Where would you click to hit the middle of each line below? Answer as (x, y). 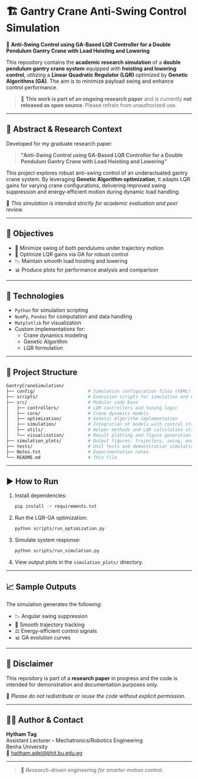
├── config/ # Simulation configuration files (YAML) (99, 391)
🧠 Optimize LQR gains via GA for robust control (71, 254)
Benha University (27, 747)
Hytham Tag (22, 734)
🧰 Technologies (35, 296)
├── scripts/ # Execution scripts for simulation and (97, 397)
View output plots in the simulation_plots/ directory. (79, 562)
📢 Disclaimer (30, 664)
